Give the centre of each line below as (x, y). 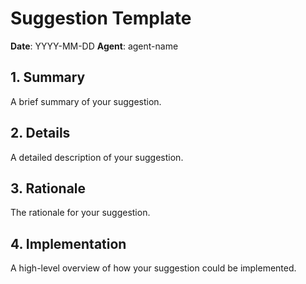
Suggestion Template (101, 18)
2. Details (40, 133)
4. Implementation (68, 243)
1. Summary (48, 77)
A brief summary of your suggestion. (86, 101)
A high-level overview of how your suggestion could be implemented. (153, 268)
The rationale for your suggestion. (80, 213)
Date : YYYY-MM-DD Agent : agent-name (94, 46)
